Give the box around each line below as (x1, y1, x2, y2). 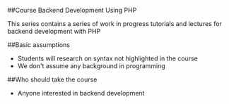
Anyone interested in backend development (17, 89, 145, 97)
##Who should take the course (7, 75, 98, 84)
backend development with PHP (7, 27, 101, 35)
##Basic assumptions (7, 41, 71, 48)
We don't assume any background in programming (17, 62, 166, 70)
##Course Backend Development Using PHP (7, 6, 137, 14)
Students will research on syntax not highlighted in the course (17, 54, 198, 63)
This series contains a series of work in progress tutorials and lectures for (7, 20, 223, 27)
